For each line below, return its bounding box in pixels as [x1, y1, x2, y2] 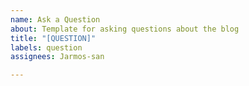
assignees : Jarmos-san [10, 52, 105, 62]
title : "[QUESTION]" [10, 33, 97, 43]
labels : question [10, 42, 83, 53]
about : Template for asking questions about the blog [10, 24, 240, 34]
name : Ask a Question [10, 14, 101, 25]
